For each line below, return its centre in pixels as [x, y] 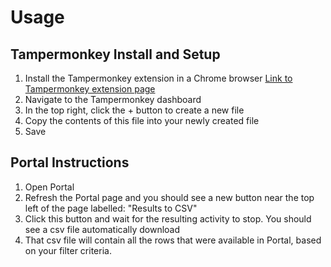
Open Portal [49, 187]
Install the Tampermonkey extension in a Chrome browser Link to [158, 78]
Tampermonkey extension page [90, 89]
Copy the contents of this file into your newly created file [142, 120]
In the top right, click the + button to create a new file [134, 110]
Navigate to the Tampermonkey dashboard [113, 99]
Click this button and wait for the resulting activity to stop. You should [168, 218]
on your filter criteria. [68, 250]
